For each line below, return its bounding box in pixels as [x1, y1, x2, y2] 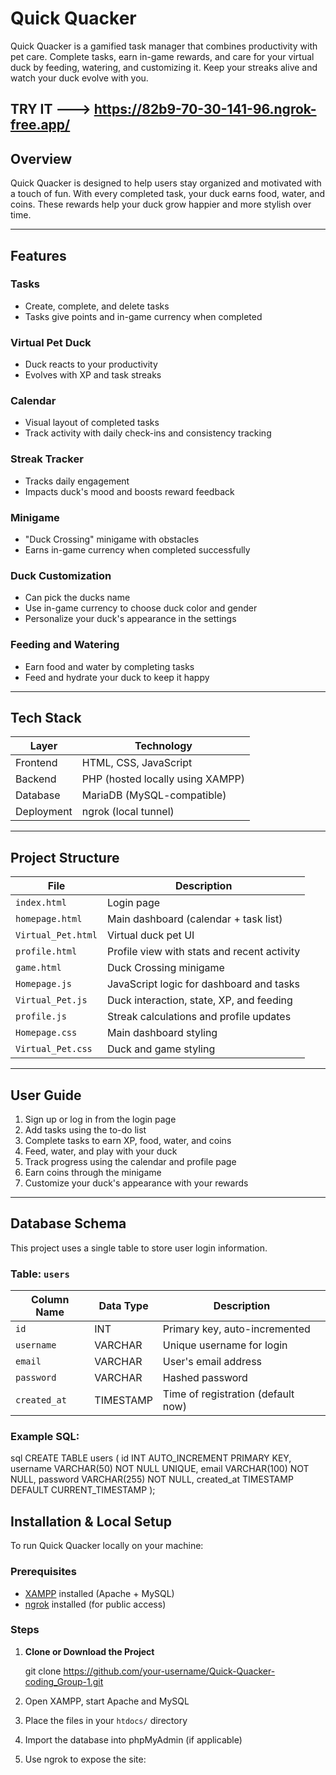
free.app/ [10, 117, 71, 134]
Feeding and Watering [10, 638, 120, 652]
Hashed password [162, 1371, 248, 1385]
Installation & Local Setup [10, 1513, 173, 1530]
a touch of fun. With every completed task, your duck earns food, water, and [10, 188, 326, 200]
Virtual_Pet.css [15, 1043, 93, 1055]
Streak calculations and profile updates [106, 1010, 292, 1024]
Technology [134, 739, 193, 753]
